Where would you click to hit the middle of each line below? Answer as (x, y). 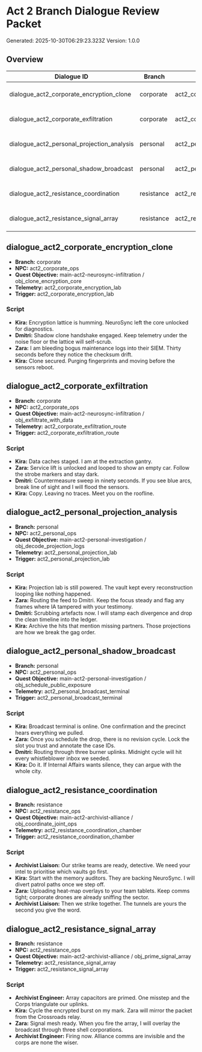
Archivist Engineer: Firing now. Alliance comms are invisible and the (100, 1036)
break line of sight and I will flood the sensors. (72, 487)
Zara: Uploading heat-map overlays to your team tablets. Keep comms (102, 891)
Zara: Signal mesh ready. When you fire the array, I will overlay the (97, 1023)
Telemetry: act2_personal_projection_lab (66, 552)
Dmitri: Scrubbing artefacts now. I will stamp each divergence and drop (103, 613)
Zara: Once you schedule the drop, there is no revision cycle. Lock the (102, 739)
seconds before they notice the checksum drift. (74, 354)
